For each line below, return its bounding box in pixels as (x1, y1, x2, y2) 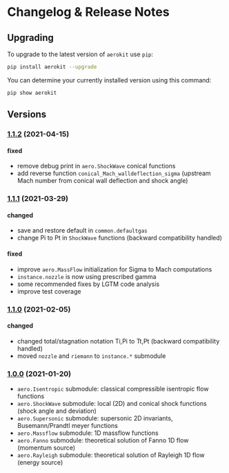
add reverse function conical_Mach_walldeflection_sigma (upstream (17, 169, 212, 177)
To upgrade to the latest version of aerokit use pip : (7, 50, 154, 58)
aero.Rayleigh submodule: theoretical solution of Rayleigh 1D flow (17, 451, 205, 459)
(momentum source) (17, 444, 76, 452)
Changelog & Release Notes (7, 4, 170, 20)
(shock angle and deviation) (17, 407, 97, 416)
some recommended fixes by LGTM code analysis (17, 280, 160, 288)
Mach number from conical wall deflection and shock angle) (17, 177, 188, 185)
